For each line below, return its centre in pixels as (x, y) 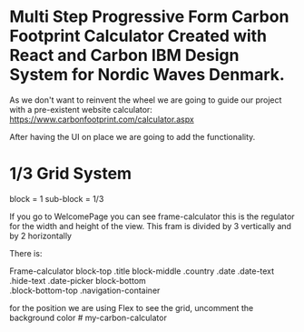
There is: (26, 253)
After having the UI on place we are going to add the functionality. (132, 136)
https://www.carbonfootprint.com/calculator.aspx (102, 119)
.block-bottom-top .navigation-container (85, 290)
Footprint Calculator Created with (138, 36)
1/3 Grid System (71, 174)
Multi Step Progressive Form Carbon (149, 17)
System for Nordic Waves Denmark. (147, 75)
